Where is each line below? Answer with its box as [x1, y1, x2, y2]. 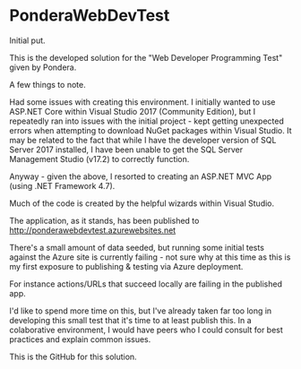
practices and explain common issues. [9, 333, 151, 345]
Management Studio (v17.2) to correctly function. [9, 153, 190, 164]
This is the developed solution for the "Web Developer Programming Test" [9, 52, 283, 63]
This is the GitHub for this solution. [9, 351, 137, 362]
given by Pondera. [9, 62, 77, 73]
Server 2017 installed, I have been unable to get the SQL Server [9, 144, 244, 155]
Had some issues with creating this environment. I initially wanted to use [9, 96, 276, 107]
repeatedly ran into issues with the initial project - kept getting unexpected [9, 116, 285, 126]
